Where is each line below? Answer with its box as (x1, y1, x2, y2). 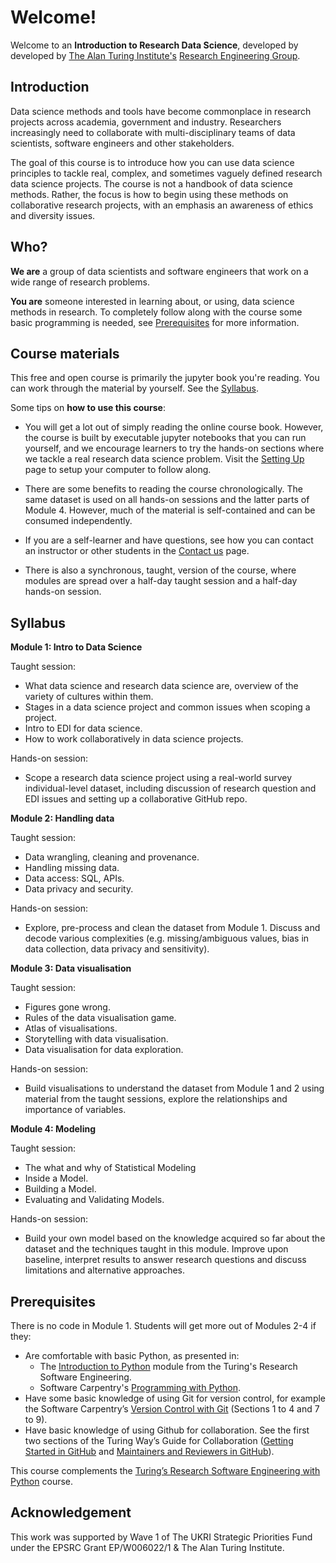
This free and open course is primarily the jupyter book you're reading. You (10, 372, 320, 384)
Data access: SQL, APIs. (24, 872, 125, 885)
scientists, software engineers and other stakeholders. (10, 137, 235, 149)
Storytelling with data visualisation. (24, 1033, 169, 1045)
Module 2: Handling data (10, 812, 115, 825)
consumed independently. (24, 515, 133, 527)
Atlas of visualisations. (24, 1022, 118, 1035)
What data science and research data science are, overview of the (24, 680, 299, 692)
